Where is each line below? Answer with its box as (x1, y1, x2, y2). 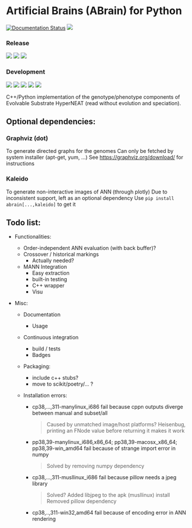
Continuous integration (23, 334, 79, 341)
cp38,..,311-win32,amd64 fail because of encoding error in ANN (32, 509, 186, 516)
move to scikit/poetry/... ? (32, 380, 94, 387)
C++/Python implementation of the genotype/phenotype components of (6, 93, 180, 101)
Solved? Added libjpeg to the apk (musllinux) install (46, 492, 170, 499)
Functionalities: (14, 233, 52, 240)
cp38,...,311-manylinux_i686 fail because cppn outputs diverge (32, 403, 183, 410)
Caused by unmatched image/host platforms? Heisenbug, (46, 421, 186, 428)
